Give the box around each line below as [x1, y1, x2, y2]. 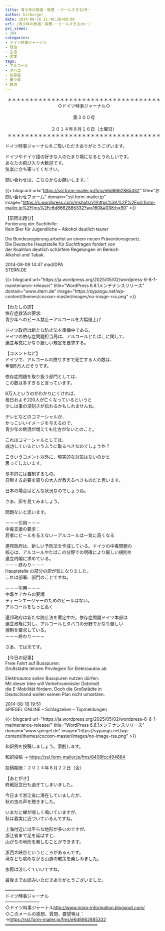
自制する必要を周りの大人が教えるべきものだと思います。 [5, 477, 123, 483]
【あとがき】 [5, 775, 31, 781]
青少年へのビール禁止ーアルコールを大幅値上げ [5, 316, 101, 322]
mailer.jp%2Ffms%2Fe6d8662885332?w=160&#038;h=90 [5, 204, 126, 211]
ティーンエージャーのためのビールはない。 [5, 597, 92, 603]
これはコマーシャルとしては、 [5, 437, 66, 443]
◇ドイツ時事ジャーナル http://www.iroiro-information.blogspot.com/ [5, 904, 145, 910]
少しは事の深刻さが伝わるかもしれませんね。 [5, 403, 97, 409]
